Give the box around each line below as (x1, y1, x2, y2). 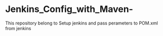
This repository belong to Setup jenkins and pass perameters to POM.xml (5, 20, 158, 26)
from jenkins (5, 25, 31, 31)
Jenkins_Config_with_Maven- (5, 3, 133, 15)
